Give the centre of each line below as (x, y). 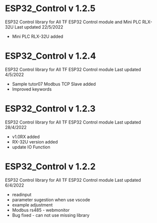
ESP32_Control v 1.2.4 (50, 56)
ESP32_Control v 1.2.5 (50, 8)
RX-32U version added (35, 142)
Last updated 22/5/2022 (39, 27)
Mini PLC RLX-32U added (38, 36)
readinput (22, 194)
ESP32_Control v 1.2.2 (50, 167)
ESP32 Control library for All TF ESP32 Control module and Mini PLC (73, 22)
